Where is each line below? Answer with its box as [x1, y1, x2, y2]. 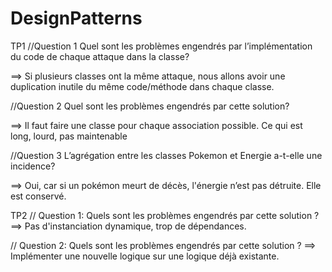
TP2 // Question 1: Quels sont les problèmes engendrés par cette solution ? [10, 209, 320, 221]
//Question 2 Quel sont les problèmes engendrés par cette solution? [10, 100, 290, 112]
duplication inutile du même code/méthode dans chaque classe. [10, 80, 275, 92]
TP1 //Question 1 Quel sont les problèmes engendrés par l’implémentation [10, 40, 313, 52]
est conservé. [10, 190, 67, 202]
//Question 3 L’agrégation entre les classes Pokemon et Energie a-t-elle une [10, 149, 323, 161]
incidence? [10, 160, 56, 172]
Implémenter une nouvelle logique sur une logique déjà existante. [10, 250, 280, 262]
